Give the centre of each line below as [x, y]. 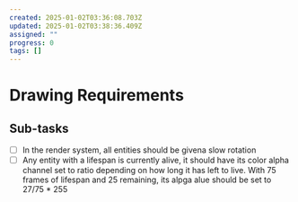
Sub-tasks [39, 128]
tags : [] [26, 51]
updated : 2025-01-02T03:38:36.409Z [76, 26]
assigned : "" [34, 34]
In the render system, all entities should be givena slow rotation [139, 150]
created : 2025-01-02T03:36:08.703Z [76, 18]
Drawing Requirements [96, 96]
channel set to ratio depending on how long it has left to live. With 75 [149, 171]
